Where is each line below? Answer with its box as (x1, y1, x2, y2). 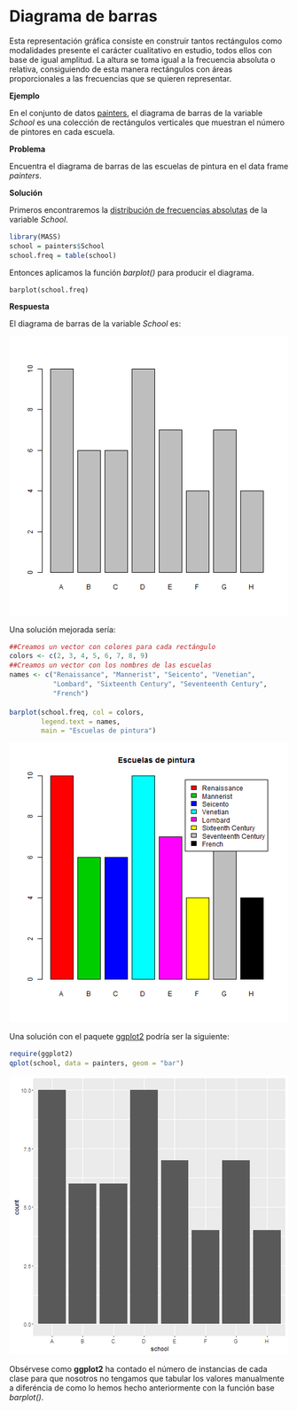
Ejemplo (9, 90, 40, 101)
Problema (9, 144, 46, 154)
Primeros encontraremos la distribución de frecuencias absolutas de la (9, 204, 268, 215)
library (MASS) (9, 232, 62, 241)
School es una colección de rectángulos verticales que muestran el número (9, 117, 285, 128)
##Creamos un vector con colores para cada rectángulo (9, 642, 216, 651)
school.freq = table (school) (9, 251, 117, 260)
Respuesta (9, 301, 51, 311)
